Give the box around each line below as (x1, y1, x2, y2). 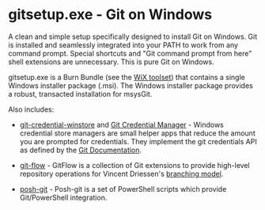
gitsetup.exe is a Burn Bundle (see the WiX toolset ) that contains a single (8, 72, 245, 82)
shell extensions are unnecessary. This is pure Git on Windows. (8, 57, 215, 67)
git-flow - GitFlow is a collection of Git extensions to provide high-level (19, 160, 251, 170)
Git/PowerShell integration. (19, 193, 108, 202)
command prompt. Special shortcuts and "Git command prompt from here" (8, 48, 252, 58)
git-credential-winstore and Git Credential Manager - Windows (19, 120, 224, 129)
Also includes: (8, 105, 55, 114)
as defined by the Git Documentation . (19, 145, 142, 155)
